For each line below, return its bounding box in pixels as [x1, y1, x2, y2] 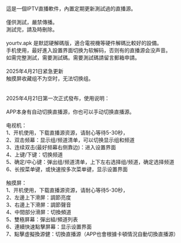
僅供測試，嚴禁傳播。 [6, 19, 58, 25]
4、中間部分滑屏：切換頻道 [6, 208, 72, 215]
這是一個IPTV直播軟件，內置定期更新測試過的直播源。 [6, 5, 136, 12]
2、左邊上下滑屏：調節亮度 [6, 194, 72, 201]
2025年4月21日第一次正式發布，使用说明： [6, 95, 110, 101]
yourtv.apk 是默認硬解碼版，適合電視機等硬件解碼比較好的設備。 [6, 40, 162, 46]
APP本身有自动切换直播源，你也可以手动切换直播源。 [6, 108, 135, 115]
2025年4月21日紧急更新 [6, 68, 63, 74]
